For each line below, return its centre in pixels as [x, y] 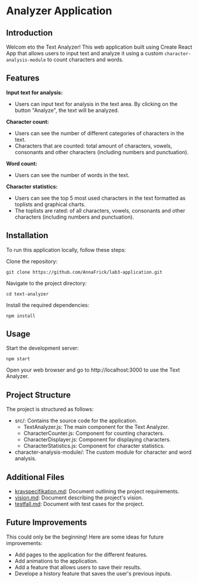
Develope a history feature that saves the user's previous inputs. [93, 574]
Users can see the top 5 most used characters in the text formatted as [100, 198]
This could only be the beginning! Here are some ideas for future [85, 537]
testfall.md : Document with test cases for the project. [79, 504]
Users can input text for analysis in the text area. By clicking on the [96, 104]
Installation [27, 236]
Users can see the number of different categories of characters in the [99, 133]
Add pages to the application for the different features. [81, 555]
